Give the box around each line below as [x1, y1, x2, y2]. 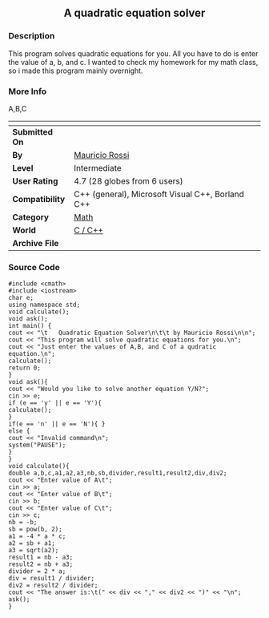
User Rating [12, 176, 58, 187]
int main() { [8, 322, 52, 330]
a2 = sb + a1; [8, 539, 56, 547]
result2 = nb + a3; [8, 560, 74, 568]
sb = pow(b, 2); [8, 525, 62, 534]
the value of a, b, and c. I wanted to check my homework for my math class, [8, 57, 259, 67]
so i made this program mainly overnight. [8, 66, 143, 75]
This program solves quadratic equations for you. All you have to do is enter [8, 48, 259, 59]
